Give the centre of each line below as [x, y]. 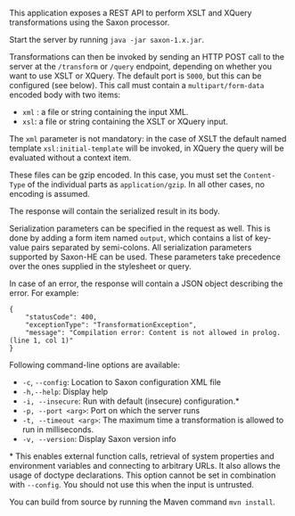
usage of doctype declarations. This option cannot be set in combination [143, 475]
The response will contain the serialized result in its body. [115, 211]
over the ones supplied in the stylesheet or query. [100, 266]
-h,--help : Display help [65, 392]
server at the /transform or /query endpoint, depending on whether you [141, 66]
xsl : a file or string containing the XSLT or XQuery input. [125, 121]
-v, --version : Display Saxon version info [99, 439]
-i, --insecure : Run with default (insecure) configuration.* [131, 401]
